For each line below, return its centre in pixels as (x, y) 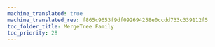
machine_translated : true (45, 13)
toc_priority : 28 (33, 33)
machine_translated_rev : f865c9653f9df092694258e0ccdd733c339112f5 (108, 20)
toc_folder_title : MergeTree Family (61, 26)
